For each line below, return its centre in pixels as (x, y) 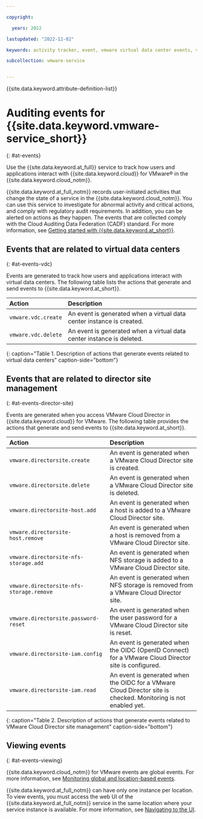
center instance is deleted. (105, 338)
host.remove (27, 538)
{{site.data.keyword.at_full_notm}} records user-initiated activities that (94, 192)
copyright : (20, 17)
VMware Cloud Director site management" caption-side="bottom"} (90, 726)
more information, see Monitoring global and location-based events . (91, 778)
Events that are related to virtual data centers (93, 250)
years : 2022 (27, 28)
